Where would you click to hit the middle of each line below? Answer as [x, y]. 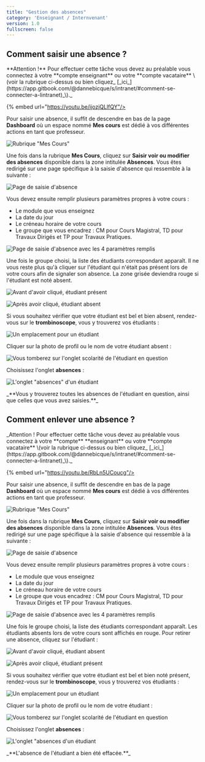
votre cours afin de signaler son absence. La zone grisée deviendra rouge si [102, 274]
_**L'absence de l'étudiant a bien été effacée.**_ [68, 753]
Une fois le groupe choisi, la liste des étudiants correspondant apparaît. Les [102, 626]
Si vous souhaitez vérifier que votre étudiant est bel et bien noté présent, [98, 675]
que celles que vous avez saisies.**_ [52, 400]
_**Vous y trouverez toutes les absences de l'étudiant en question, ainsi [98, 394]
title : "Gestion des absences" [46, 12]
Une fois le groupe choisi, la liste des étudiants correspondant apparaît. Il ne [103, 261]
